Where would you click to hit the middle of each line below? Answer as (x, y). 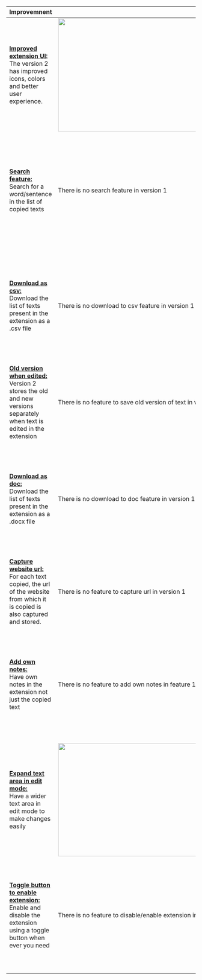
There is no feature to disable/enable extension (124, 915)
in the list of (26, 202)
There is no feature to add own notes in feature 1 (127, 684)
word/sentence (31, 194)
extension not (29, 692)
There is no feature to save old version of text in (125, 402)
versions (21, 406)
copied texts (27, 209)
